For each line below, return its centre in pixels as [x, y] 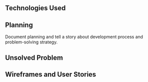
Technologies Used [35, 8]
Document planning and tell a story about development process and [74, 37]
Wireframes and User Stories [51, 74]
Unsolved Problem [34, 58]
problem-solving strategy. [31, 42]
